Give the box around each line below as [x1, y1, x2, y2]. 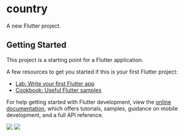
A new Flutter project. [6, 22, 61, 29]
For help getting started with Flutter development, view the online [6, 98, 172, 105]
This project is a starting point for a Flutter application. [6, 56, 144, 63]
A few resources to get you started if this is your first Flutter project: [6, 68, 178, 75]
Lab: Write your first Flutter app [15, 80, 95, 87]
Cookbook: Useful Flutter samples [15, 86, 102, 94]
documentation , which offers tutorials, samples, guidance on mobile [6, 105, 178, 112]
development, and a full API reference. [6, 111, 104, 118]
